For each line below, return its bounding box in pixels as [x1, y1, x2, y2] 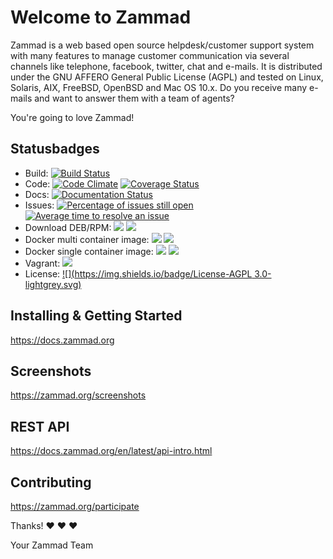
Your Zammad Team [10, 539, 94, 551]
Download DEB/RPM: [24, 221, 112, 233]
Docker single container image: [24, 245, 154, 257]
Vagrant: [24, 257, 61, 269]
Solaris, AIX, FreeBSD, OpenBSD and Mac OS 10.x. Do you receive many [10, 81, 308, 93]
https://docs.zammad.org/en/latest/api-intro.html [10, 445, 213, 457]
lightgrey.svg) [24, 278, 82, 290]
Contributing [10, 474, 92, 491]
